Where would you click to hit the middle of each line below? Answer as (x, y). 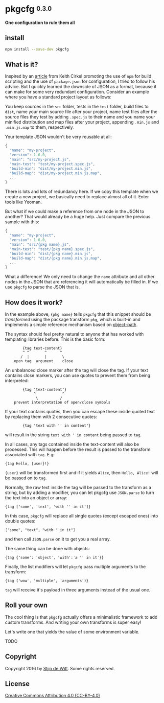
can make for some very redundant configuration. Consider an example (77, 92)
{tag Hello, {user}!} (27, 464)
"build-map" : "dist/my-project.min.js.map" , (56, 173)
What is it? (22, 65)
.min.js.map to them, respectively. (40, 127)
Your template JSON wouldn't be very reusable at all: (59, 137)
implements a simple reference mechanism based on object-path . (71, 325)
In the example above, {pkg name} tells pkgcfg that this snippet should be (78, 314)
